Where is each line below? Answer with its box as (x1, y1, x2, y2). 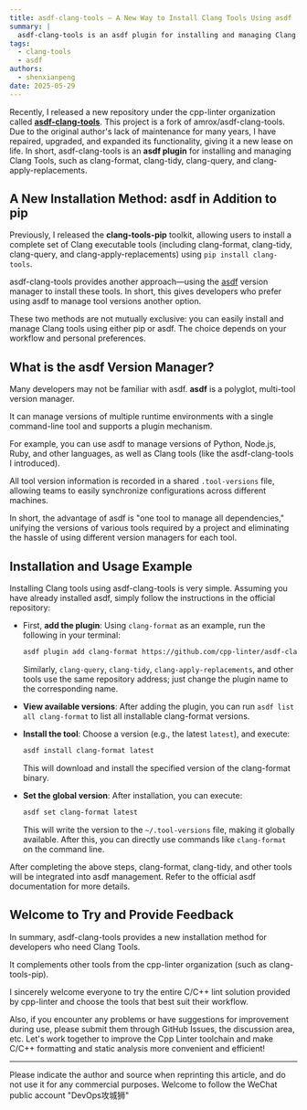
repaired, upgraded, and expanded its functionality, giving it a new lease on (9, 135, 294, 146)
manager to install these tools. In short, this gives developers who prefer (9, 286, 281, 297)
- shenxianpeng (17, 73, 76, 82)
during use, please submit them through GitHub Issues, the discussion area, (9, 1023, 295, 1034)
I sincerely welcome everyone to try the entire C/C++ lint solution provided (9, 986, 291, 997)
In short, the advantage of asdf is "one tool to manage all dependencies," (9, 513, 285, 523)
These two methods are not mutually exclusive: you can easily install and (9, 313, 284, 324)
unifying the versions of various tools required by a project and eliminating (9, 523, 290, 534)
